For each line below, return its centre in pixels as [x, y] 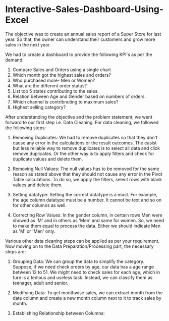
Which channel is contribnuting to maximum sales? [65, 101]
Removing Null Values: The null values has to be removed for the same [86, 169]
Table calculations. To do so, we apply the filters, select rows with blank [87, 179]
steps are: [16, 251]
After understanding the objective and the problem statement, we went [79, 117]
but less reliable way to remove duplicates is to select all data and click [86, 148]
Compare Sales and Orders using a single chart [62, 70]
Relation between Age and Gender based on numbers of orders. [79, 96]
